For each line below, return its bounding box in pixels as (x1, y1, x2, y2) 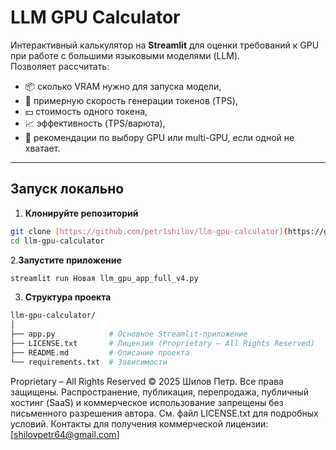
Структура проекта (24, 291, 112, 303)
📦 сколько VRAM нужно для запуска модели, (24, 80, 222, 92)
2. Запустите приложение (10, 254, 122, 266)
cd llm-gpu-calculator (10, 236, 105, 246)
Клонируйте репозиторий (24, 207, 139, 219)
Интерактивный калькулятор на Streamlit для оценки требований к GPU (10, 39, 320, 51)
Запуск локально (10, 181, 125, 198)
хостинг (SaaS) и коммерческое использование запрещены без (10, 396, 284, 408)
